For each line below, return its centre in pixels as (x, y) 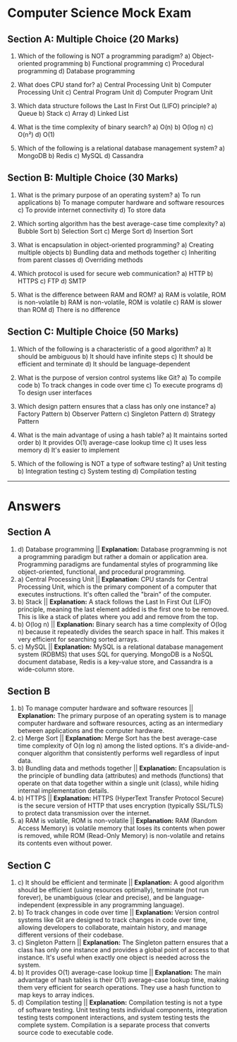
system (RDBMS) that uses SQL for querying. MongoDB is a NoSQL (115, 654)
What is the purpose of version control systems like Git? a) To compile (119, 377)
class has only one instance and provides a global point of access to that (123, 950)
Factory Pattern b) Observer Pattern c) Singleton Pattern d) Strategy (116, 414)
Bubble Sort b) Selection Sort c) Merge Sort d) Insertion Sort (105, 231)
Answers (34, 506)
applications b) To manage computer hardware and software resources (121, 202)
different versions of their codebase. (71, 935)
